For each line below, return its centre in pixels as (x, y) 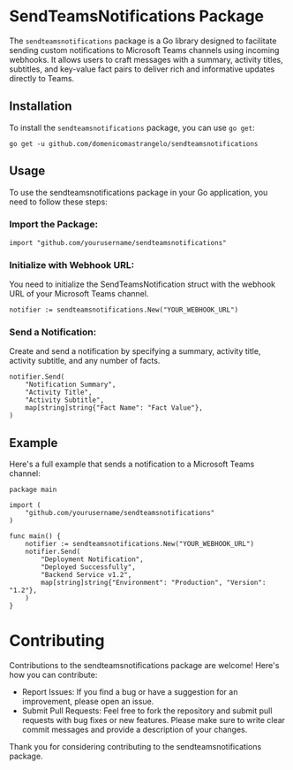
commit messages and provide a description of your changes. (135, 730)
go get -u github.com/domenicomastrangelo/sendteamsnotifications (134, 143)
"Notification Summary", (71, 385)
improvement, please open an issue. (88, 702)
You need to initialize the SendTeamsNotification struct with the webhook (143, 284)
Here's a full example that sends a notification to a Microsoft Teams (132, 464)
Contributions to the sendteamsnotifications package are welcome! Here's (144, 666)
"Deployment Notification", (92, 559)
